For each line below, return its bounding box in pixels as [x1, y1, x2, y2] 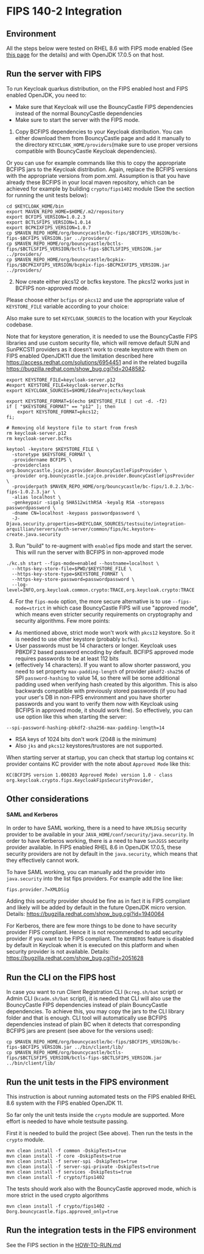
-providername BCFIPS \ [12, 457, 72, 463]
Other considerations [6, 794, 90, 805]
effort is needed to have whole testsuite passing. [6, 1118, 129, 1125]
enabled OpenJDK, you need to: [6, 91, 87, 99]
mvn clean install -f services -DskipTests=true [6, 1169, 132, 1175]
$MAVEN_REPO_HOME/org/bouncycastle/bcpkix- [14, 256, 127, 262]
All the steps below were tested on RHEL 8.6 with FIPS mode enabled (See [6, 44, 193, 52]
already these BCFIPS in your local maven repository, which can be [6, 178, 175, 186]
